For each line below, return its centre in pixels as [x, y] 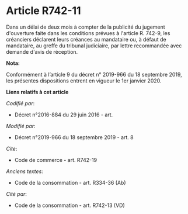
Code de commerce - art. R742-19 [56, 160]
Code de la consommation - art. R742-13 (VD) [70, 205]
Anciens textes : [25, 171]
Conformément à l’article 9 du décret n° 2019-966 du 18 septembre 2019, [94, 74]
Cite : [12, 149]
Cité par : [17, 194]
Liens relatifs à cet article [37, 92]
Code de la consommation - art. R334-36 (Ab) [70, 182]
